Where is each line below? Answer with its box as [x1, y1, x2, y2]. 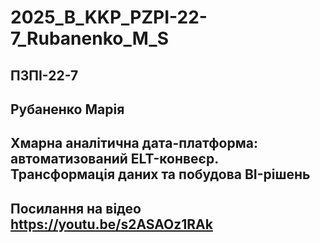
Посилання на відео [10, 200, 142, 217]
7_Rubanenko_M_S [10, 27, 169, 50]
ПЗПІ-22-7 [10, 67, 79, 84]
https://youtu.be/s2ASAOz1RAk [10, 216, 213, 233]
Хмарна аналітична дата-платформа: [10, 135, 258, 152]
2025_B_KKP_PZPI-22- [10, 6, 208, 29]
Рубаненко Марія [10, 101, 125, 118]
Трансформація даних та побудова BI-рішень [10, 166, 311, 183]
